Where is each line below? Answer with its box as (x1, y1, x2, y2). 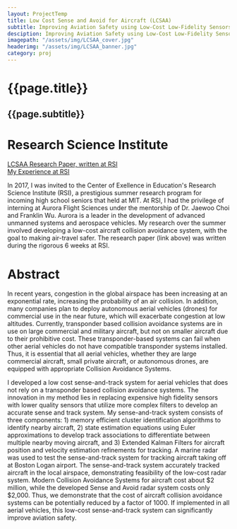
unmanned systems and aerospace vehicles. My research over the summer (7, 219, 226, 227)
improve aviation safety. (7, 513, 77, 522)
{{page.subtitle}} (7, 108, 85, 120)
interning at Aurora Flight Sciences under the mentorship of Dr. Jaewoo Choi (7, 204, 230, 212)
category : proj (7, 50, 52, 57)
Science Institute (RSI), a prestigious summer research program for (7, 189, 202, 197)
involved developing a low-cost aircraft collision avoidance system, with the (7, 226, 228, 235)
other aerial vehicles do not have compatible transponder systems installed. (7, 342, 228, 351)
